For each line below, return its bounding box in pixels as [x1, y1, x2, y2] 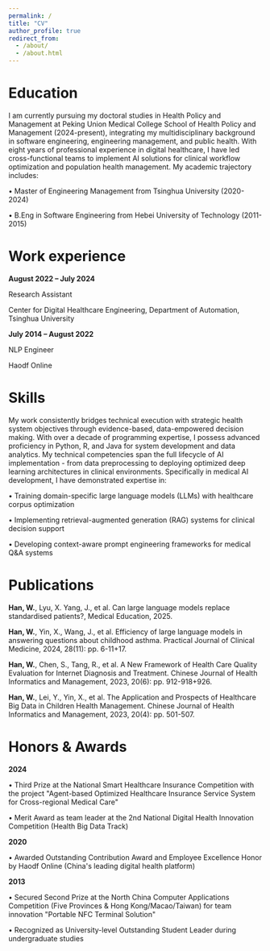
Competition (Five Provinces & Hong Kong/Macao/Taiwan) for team [8, 900, 232, 911]
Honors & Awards [8, 737, 127, 756]
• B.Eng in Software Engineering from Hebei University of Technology [8, 210, 240, 220]
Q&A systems [8, 547, 54, 557]
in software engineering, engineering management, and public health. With [8, 136, 257, 146]
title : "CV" [8, 19, 48, 27]
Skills [8, 388, 46, 407]
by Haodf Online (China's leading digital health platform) [8, 861, 196, 870]
